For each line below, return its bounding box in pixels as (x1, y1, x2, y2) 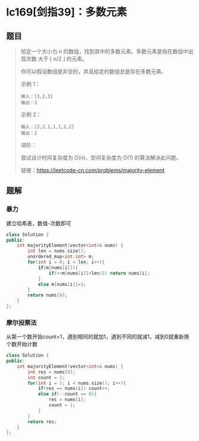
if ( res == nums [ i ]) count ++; (37, 386, 110, 392)
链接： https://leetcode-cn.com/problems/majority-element (20, 167, 165, 174)
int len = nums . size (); (27, 248, 86, 254)
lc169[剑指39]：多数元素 (6, 5, 127, 19)
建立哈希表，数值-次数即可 (6, 219, 71, 226)
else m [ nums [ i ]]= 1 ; (37, 281, 86, 287)
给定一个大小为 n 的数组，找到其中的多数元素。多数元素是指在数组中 (20, 48, 188, 55)
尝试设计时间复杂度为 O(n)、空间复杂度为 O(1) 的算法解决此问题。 (20, 154, 182, 161)
